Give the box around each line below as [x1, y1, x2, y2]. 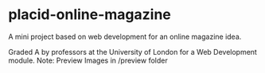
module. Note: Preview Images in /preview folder [8, 56, 169, 65]
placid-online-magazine [8, 6, 171, 24]
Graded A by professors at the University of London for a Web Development [8, 47, 257, 56]
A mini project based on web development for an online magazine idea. [8, 32, 242, 41]
